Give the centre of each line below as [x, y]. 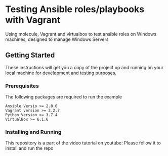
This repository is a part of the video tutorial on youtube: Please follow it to [83, 143]
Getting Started [30, 55]
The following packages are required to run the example [64, 97]
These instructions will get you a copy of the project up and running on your [84, 67]
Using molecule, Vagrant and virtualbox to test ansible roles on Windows [81, 34]
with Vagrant [33, 20]
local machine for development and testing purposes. [61, 73]
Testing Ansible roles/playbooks [75, 9]
